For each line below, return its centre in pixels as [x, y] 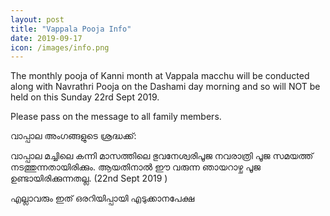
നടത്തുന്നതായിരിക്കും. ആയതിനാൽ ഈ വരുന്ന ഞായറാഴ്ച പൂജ [135, 167]
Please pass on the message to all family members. [116, 117]
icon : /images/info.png [60, 47]
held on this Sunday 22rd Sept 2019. [85, 97]
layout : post [37, 19]
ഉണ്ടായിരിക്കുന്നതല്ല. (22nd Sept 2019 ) [89, 178]
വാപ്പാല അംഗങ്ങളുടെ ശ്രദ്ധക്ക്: [73, 136]
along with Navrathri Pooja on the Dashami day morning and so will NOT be [165, 87]
